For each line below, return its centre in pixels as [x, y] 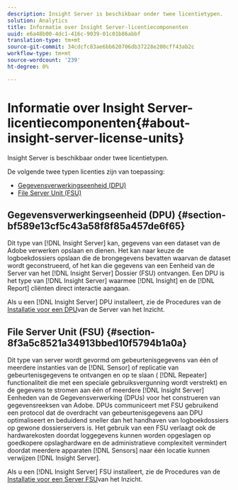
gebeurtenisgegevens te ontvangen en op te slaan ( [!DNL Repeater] [107, 375]
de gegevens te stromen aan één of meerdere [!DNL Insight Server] [106, 390]
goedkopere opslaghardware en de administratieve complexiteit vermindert [117, 443]
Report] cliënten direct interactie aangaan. [69, 289]
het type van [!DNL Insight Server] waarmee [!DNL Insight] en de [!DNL [111, 281]
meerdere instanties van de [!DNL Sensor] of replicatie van [93, 368]
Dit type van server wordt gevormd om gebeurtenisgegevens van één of [113, 360]
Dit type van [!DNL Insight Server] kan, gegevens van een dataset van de [114, 243]
